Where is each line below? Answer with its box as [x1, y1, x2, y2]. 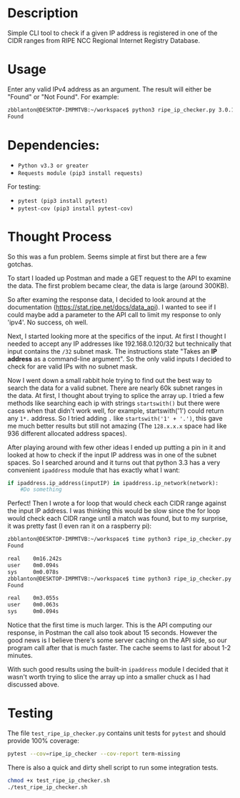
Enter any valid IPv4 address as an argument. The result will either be [7, 84, 212, 94]
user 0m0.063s [7, 602, 59, 609]
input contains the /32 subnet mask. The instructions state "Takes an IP [7, 346, 218, 355]
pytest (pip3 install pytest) [17, 197, 109, 204]
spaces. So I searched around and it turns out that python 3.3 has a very [7, 458, 221, 467]
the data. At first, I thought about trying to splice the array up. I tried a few [7, 391, 225, 399]
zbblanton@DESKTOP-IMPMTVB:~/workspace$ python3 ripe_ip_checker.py [7, 106, 216, 114]
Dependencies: [7, 137, 100, 153]
